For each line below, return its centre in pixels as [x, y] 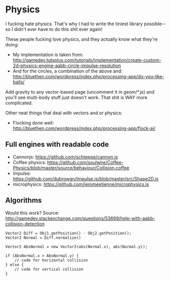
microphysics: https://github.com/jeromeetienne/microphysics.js [81, 184]
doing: [12, 44]
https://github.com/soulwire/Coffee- [85, 162]
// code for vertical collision [49, 269]
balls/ [18, 82]
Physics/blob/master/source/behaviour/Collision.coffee [71, 168]
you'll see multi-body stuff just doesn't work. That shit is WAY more [76, 97]
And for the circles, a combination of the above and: [68, 71]
